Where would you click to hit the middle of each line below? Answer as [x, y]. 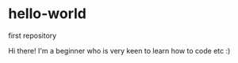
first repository [33, 35]
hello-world [48, 14]
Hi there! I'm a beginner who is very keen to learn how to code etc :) [119, 50]
